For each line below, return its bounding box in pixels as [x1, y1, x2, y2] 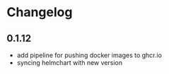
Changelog [6, 4, 73, 20]
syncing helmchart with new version [16, 58, 123, 67]
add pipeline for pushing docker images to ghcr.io [16, 51, 162, 59]
